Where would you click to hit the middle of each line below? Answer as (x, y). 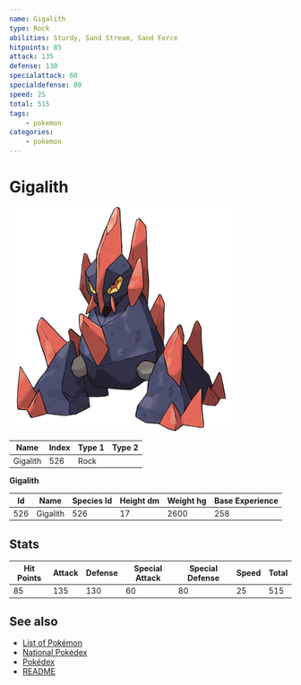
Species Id (92, 501)
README (39, 672)
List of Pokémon (52, 643)
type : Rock (30, 28)
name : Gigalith (38, 19)
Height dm (139, 501)
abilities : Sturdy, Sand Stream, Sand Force (94, 38)
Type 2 (125, 448)
